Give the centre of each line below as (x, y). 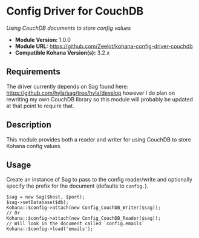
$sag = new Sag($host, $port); (46, 197)
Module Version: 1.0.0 (43, 39)
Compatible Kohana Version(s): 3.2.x (62, 52)
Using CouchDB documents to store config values (69, 28)
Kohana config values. (34, 146)
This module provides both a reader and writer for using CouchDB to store (99, 139)
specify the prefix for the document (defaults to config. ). (77, 186)
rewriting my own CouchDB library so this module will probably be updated (100, 99)
